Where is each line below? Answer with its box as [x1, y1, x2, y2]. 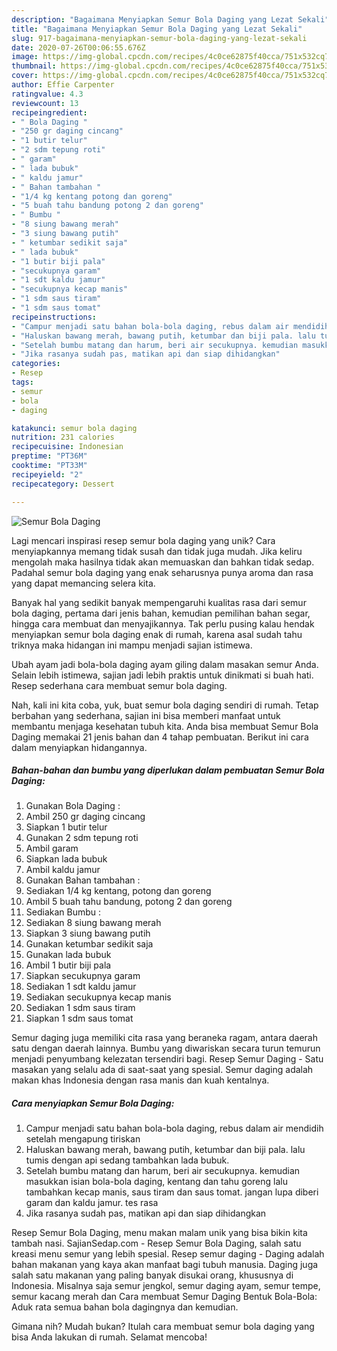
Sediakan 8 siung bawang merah [25, 917, 162, 929]
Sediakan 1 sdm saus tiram [25, 1002, 136, 1014]
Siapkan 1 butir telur [25, 821, 108, 833]
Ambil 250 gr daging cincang [25, 811, 146, 823]
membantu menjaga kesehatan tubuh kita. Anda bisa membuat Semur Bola [11, 720, 319, 732]
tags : [11, 377, 34, 387]
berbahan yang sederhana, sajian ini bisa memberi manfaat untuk [11, 709, 281, 721]
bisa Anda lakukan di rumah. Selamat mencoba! [11, 1331, 208, 1343]
